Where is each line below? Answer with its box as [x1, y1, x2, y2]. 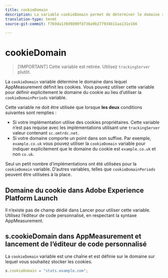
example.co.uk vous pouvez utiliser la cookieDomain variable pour [12, 140, 146, 146]
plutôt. [17, 69, 31, 75]
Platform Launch [5, 193, 58, 202]
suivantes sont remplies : [5, 109, 56, 115]
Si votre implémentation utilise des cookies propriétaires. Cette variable [12, 119, 160, 125]
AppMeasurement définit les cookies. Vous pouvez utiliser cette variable [5, 84, 154, 90]
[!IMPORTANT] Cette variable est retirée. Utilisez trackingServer [17, 63, 150, 70]
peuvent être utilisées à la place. [5, 171, 72, 177]
